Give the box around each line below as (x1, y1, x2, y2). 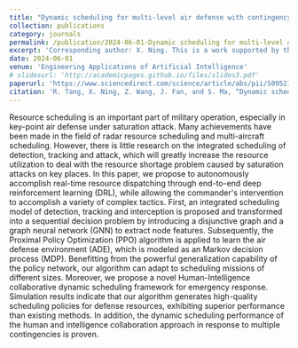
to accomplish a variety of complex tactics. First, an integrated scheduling (9, 196, 280, 207)
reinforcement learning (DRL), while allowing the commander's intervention (9, 187, 284, 198)
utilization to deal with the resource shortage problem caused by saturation (9, 159, 284, 170)
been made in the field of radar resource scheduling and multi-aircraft (9, 130, 264, 141)
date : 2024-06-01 (9, 54, 74, 63)
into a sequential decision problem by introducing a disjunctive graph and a (9, 215, 284, 226)
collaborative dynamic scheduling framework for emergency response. (9, 281, 269, 292)
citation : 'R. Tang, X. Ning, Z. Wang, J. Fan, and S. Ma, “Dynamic (9, 87, 268, 96)
